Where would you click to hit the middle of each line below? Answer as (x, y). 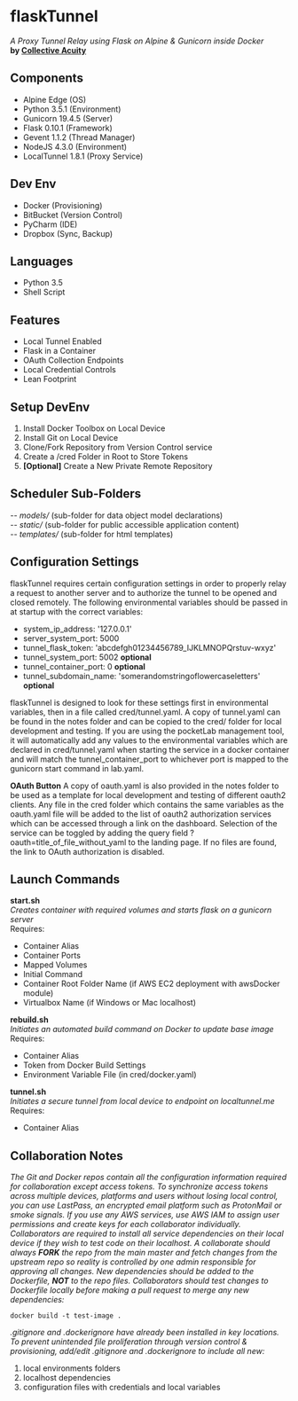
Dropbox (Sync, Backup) (68, 233)
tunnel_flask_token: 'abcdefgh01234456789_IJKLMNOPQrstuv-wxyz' (149, 647)
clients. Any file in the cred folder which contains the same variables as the (147, 804)
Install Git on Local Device (71, 438)
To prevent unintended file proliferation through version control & (129, 1342)
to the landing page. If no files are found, (203, 842)
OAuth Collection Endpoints (73, 360)
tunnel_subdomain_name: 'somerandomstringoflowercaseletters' (141, 676)
